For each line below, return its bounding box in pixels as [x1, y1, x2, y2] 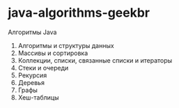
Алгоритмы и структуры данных [17, 41, 114, 49]
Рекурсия [17, 71, 47, 79]
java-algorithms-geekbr [8, 5, 150, 21]
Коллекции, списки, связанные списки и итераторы [17, 56, 173, 64]
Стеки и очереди [17, 63, 69, 72]
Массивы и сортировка [17, 49, 88, 57]
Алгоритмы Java [8, 28, 57, 36]
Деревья [17, 78, 45, 86]
